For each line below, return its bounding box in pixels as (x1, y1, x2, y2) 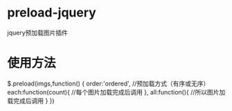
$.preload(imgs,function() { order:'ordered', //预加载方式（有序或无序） (7, 79, 210, 88)
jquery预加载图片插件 (7, 28, 68, 37)
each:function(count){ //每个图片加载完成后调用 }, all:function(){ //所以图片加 (7, 88, 226, 96)
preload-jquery (7, 5, 97, 21)
